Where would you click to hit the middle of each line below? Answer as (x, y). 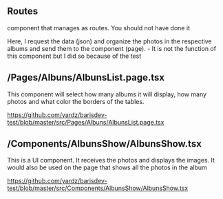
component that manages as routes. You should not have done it (99, 28)
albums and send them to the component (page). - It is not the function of (112, 48)
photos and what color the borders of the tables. (76, 101)
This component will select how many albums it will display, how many (107, 94)
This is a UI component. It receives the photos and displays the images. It (111, 160)
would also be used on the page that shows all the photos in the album (107, 167)
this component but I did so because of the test (74, 56)
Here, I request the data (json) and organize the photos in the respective (109, 41)
